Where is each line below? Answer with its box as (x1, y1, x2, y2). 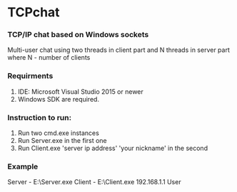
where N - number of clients (7, 53, 91, 62)
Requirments (7, 71, 54, 81)
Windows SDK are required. (17, 95, 100, 103)
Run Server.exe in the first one (17, 137, 107, 145)
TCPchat (7, 4, 60, 21)
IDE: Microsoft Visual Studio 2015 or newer (17, 87, 144, 96)
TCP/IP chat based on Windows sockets (7, 30, 149, 40)
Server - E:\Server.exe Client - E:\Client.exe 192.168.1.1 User (7, 178, 181, 186)
